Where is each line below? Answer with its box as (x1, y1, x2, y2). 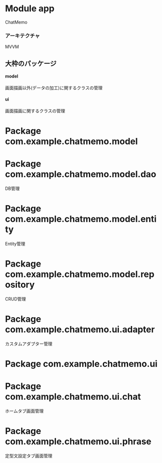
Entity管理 (5, 241, 25, 247)
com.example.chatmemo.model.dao (5, 169, 157, 180)
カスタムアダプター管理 (5, 341, 52, 347)
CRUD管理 (5, 296, 26, 302)
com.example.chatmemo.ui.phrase (5, 436, 152, 447)
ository (5, 279, 35, 290)
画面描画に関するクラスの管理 (5, 108, 65, 114)
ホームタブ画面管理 (5, 408, 44, 414)
